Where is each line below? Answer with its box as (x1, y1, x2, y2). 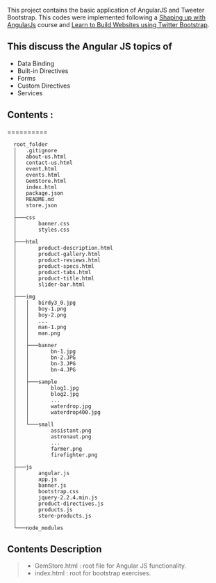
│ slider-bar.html (13, 281, 85, 288)
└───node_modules (13, 525, 64, 532)
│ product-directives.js (13, 500, 104, 507)
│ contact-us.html (13, 159, 73, 166)
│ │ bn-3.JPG (13, 360, 76, 367)
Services (17, 88, 43, 97)
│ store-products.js (13, 512, 92, 519)
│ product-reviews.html (13, 257, 101, 264)
